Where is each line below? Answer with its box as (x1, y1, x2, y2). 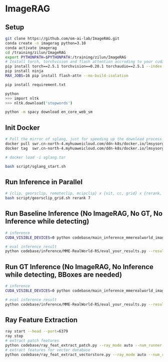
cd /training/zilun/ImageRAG (5, 50, 66, 55)
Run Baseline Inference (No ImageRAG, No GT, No (5, 209, 163, 218)
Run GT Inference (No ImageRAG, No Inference (5, 263, 154, 271)
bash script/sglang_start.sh (5, 164, 66, 169)
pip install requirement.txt (5, 82, 66, 87)
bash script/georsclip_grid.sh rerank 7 (5, 196, 91, 201)
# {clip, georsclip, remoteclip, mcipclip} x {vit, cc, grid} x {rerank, (5, 191, 162, 196)
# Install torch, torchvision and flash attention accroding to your (5, 59, 153, 64)
